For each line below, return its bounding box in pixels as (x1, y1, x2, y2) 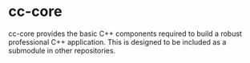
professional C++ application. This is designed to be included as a (8, 37, 227, 46)
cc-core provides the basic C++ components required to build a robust (8, 29, 243, 38)
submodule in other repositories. (8, 45, 116, 55)
